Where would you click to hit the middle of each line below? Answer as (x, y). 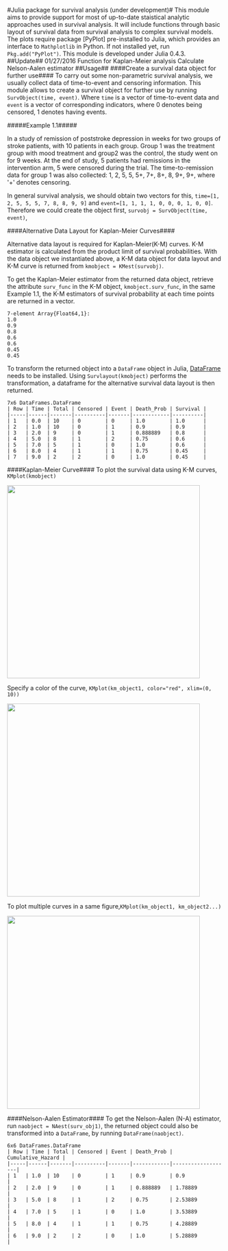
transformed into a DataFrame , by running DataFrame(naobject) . (96, 1133)
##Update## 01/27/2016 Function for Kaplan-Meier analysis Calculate (105, 61)
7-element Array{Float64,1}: (49, 314)
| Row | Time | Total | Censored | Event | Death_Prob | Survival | (107, 409)
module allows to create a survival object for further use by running (102, 90)
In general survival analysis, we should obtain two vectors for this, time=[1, (113, 196)
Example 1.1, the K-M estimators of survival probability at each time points (111, 294)
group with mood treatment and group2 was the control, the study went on (112, 153)
